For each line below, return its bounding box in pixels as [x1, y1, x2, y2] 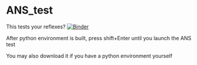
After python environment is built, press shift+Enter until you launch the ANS [6, 34, 192, 41]
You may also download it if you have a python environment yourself [6, 52, 173, 59]
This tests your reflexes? [6, 23, 66, 30]
